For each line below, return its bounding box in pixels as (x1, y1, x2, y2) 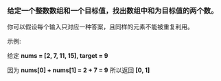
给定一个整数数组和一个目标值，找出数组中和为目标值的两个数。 (7, 5, 218, 15)
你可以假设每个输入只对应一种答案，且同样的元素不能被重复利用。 (7, 22, 194, 31)
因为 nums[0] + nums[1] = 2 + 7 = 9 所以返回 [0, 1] (7, 66, 150, 74)
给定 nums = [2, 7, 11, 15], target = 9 (7, 52, 108, 60)
